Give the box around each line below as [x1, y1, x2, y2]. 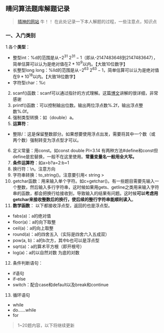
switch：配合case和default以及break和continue [12, 282, 109, 288]
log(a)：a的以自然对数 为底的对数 [12, 249, 80, 255]
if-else [12, 276, 26, 282]
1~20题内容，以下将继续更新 [17, 322, 75, 328]
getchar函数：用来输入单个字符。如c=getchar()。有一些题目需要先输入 [12, 178, 155, 184]
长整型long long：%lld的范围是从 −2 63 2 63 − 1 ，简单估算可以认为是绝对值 [12, 67, 159, 73]
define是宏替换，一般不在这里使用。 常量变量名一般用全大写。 [12, 154, 137, 159]
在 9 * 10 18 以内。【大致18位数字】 [12, 73, 78, 79]
